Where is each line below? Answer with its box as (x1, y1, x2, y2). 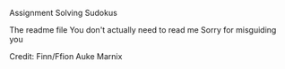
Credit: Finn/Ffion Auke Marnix (9, 51, 123, 61)
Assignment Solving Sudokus (9, 8, 118, 18)
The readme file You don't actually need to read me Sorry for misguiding (9, 25, 277, 34)
